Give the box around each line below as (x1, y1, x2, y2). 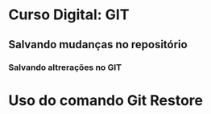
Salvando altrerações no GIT (8, 62, 122, 73)
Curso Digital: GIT (8, 6, 130, 24)
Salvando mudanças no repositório (8, 38, 188, 51)
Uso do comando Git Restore (8, 91, 204, 109)
